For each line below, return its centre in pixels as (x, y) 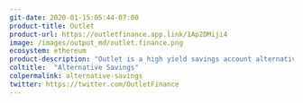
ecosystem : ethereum (48, 51)
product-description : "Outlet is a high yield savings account (131, 59)
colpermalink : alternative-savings (76, 76)
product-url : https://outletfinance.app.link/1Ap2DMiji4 (119, 34)
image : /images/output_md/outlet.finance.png (96, 43)
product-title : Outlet (52, 26)
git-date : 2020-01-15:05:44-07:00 (74, 17)
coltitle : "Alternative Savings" (74, 68)
